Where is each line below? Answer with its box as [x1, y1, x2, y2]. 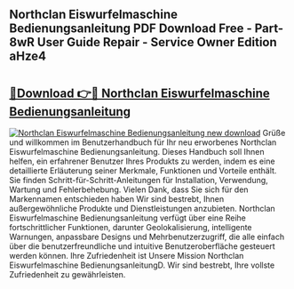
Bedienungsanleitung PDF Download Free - [9, 21, 253, 36]
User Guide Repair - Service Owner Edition [36, 35, 277, 50]
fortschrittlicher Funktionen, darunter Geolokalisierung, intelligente [9, 222, 252, 232]
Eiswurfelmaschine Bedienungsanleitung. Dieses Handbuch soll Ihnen [9, 147, 265, 157]
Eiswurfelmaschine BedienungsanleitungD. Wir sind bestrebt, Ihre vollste [9, 260, 275, 270]
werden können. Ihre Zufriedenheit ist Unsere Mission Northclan [9, 251, 244, 261]
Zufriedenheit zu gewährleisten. [9, 269, 126, 279]
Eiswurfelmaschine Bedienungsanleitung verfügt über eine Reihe [9, 213, 247, 223]
